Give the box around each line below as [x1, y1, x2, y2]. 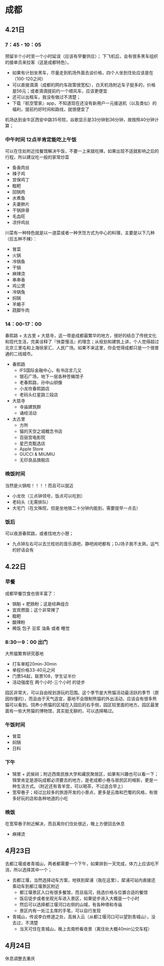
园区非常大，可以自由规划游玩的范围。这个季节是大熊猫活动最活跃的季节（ [5, 690, 155, 696]
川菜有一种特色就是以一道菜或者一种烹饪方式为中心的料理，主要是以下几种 [5, 230, 155, 236]
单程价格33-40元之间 [12, 667, 55, 673]
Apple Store [19, 446, 43, 452]
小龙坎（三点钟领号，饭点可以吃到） [12, 493, 85, 499]
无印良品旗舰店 [19, 457, 50, 463]
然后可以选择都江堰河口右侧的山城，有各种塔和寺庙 [19, 901, 123, 907]
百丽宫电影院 [19, 435, 45, 441]
